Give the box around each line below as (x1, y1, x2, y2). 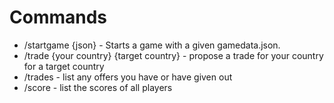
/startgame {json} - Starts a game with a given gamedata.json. (23, 39, 281, 51)
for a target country (23, 60, 105, 72)
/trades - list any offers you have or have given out (23, 71, 233, 83)
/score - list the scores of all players (23, 81, 173, 93)
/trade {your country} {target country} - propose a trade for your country (23, 49, 324, 61)
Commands (9, 6, 108, 29)
